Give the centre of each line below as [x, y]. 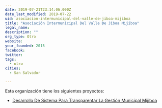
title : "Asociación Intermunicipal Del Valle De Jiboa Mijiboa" [72, 23]
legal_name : [17, 28]
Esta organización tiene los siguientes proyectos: [55, 91]
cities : [13, 69]
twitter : [14, 55]
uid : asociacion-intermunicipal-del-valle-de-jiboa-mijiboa [68, 18]
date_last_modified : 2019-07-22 [38, 14]
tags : [11, 59]
